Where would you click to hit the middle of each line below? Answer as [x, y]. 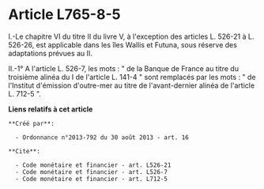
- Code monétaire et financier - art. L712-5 [92, 179]
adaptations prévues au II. [51, 53]
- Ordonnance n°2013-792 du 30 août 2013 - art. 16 [102, 137]
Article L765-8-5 [64, 15]
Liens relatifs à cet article [51, 109]
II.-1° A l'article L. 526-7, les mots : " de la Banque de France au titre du [124, 68]
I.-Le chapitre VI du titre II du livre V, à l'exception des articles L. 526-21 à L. [131, 36]
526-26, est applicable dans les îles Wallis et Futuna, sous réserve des [123, 44]
